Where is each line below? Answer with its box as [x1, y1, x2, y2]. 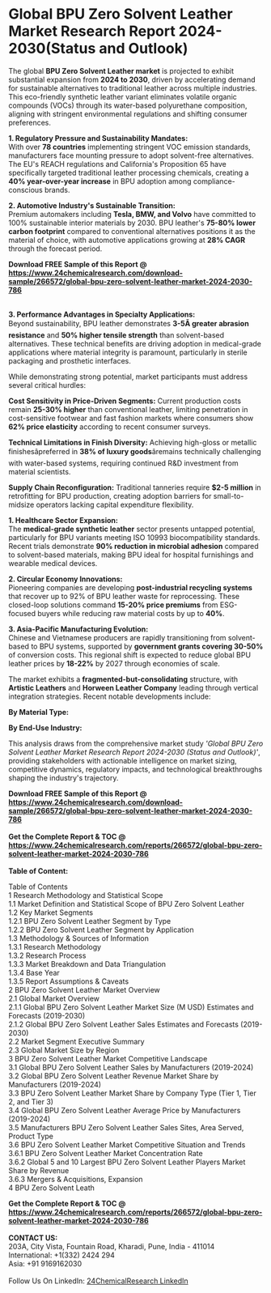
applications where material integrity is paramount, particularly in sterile [8, 347, 248, 357]
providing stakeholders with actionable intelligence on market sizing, [8, 755, 237, 765]
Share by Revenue [8, 1165, 70, 1175]
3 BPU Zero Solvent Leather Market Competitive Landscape [8, 1053, 208, 1063]
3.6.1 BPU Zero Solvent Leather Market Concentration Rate [8, 1148, 204, 1158]
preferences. [8, 117, 51, 127]
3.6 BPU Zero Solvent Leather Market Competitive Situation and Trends [8, 1139, 246, 1150]
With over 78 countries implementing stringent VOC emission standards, [8, 142, 251, 151]
